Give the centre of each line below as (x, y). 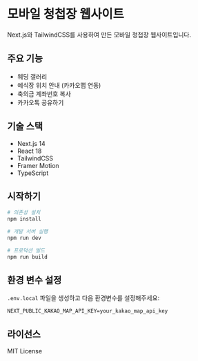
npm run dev (24, 238)
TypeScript (33, 173)
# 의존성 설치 (24, 213)
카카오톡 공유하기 (40, 102)
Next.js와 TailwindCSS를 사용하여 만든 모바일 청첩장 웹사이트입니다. (99, 35)
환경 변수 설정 (34, 280)
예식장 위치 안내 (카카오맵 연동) (59, 85)
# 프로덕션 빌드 (26, 250)
